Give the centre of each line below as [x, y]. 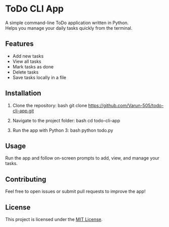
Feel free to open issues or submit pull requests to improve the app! [75, 191]
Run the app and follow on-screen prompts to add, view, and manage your [82, 158]
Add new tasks [28, 56]
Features [19, 44]
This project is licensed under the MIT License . [54, 219]
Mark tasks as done [33, 66]
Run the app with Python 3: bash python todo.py [63, 130]
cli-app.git [23, 111]
